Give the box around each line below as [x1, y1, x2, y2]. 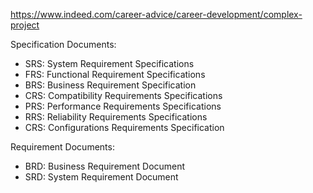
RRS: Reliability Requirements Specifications [24, 111, 208, 123]
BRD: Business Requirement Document [24, 160, 186, 172]
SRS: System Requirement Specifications [24, 58, 195, 69]
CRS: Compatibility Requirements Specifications [24, 90, 223, 101]
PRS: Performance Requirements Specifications [24, 100, 222, 112]
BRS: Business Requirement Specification [24, 79, 197, 91]
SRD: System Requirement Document [24, 171, 179, 183]
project [10, 19, 40, 31]
